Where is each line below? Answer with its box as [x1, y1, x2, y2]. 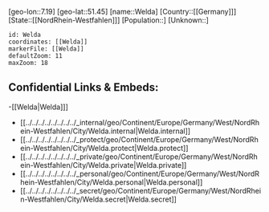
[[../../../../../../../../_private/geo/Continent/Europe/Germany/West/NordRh [19, 152, 259, 161]
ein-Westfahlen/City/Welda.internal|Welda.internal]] [19, 126, 191, 136]
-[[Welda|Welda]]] [8, 102, 68, 112]
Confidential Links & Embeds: [8, 80, 159, 95]
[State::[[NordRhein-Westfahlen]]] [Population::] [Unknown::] [8, 15, 209, 25]
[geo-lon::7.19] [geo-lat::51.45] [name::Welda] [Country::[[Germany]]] [8, 7, 237, 16]
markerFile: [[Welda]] [8, 45, 84, 53]
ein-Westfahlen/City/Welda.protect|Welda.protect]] [19, 143, 189, 153]
